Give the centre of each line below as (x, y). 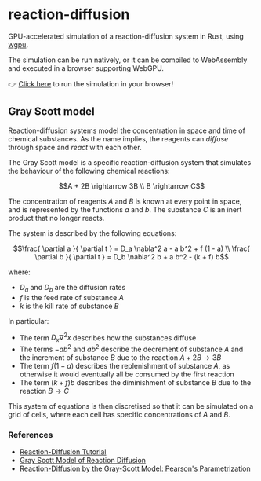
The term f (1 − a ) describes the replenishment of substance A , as (125, 365)
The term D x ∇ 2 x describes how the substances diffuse (108, 338)
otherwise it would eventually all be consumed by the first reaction (127, 374)
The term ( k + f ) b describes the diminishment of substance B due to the (135, 382)
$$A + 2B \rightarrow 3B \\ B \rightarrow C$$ (132, 185)
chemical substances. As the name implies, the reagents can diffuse (118, 138)
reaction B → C (44, 391)
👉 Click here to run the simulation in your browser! (91, 83)
